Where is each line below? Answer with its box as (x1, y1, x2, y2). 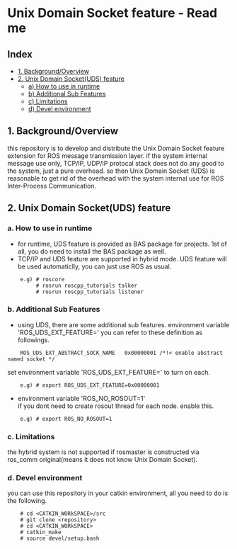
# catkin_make (20, 529, 62, 536)
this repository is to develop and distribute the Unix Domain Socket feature (7, 144, 225, 152)
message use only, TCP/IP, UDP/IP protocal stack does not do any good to (7, 159, 224, 167)
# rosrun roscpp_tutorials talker (35, 282, 138, 289)
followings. (17, 335, 50, 344)
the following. (7, 497, 47, 505)
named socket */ (7, 356, 55, 363)
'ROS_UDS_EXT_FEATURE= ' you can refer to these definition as (17, 328, 203, 336)
